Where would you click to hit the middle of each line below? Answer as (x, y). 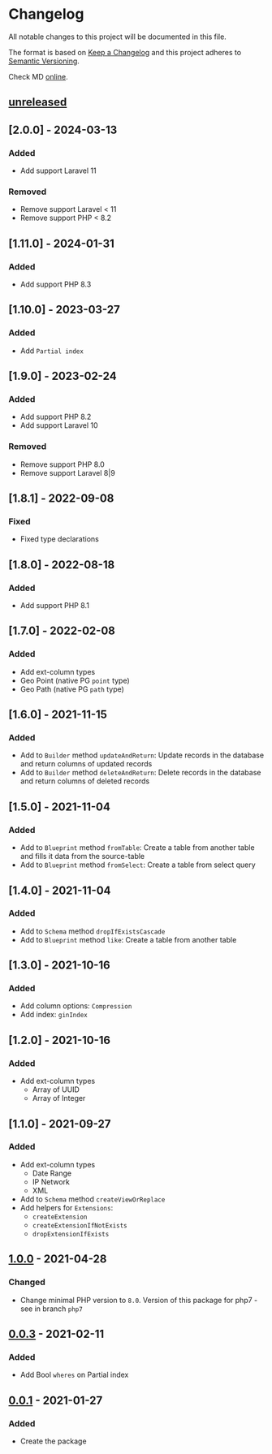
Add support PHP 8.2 (56, 417)
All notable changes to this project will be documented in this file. (118, 37)
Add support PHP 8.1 (54, 606)
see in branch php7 (51, 1309)
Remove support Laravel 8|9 (67, 472)
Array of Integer (59, 1098)
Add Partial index (52, 351)
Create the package (53, 1441)
